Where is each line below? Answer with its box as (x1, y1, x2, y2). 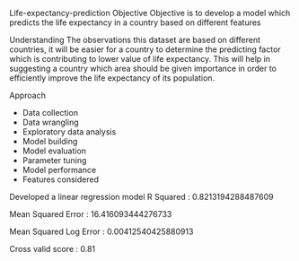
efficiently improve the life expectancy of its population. (9, 73, 215, 83)
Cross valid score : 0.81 (9, 244, 96, 254)
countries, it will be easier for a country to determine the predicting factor (9, 44, 281, 55)
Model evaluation (22, 145, 87, 156)
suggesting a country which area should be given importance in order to (9, 63, 277, 74)
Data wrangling (22, 117, 79, 127)
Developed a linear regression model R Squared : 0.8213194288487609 (9, 192, 274, 202)
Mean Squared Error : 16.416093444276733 (9, 209, 172, 219)
